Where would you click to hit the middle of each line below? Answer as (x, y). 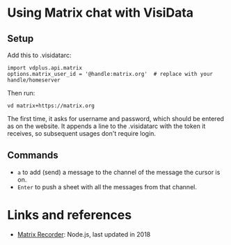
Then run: (21, 93)
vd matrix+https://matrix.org (51, 106)
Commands (33, 156)
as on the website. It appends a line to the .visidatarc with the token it (106, 126)
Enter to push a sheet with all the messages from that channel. (107, 187)
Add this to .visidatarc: (39, 55)
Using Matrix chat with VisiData (100, 13)
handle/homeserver (34, 80)
